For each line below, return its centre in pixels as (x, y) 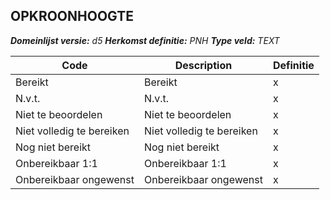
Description (203, 65)
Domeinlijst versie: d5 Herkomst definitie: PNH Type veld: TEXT (145, 40)
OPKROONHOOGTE (72, 16)
